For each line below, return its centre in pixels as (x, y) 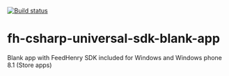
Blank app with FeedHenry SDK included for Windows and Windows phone (115, 57)
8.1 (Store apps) (30, 65)
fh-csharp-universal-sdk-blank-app (114, 39)
